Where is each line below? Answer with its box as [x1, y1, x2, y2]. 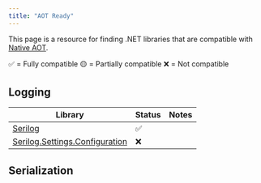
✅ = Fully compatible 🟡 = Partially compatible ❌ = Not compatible [8, 58, 229, 69]
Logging [8, 86, 51, 100]
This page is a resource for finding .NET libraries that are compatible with [8, 34, 254, 44]
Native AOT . [8, 42, 49, 53]
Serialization [8, 164, 74, 177]
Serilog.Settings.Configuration [12, 136, 128, 147]
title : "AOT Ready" [8, 11, 75, 20]
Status [135, 109, 161, 121]
